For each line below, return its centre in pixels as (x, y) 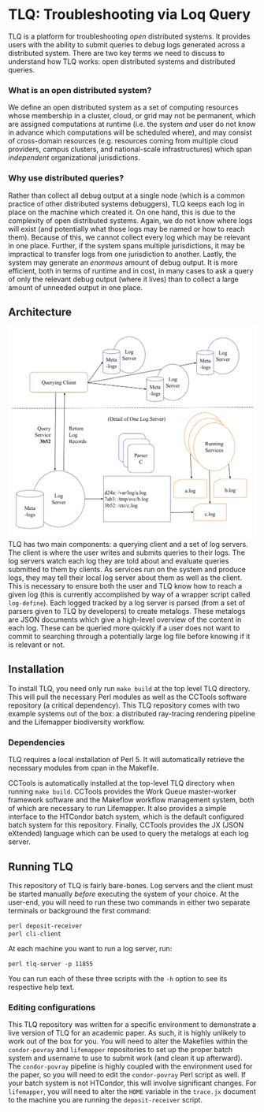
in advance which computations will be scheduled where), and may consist (130, 132)
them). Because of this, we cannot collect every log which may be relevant (129, 237)
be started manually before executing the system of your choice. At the (124, 894)
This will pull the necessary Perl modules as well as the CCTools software (128, 697)
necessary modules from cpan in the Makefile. (84, 768)
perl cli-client (35, 934)
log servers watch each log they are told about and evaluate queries (119, 561)
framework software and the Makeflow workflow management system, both (131, 800)
